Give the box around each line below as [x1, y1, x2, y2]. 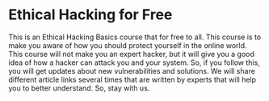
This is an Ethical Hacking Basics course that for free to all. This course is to [8, 32, 262, 42]
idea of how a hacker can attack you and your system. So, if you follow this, [8, 58, 260, 67]
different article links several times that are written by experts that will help [8, 75, 257, 84]
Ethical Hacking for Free [8, 6, 173, 24]
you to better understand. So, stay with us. [8, 83, 150, 93]
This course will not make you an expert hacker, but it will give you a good [8, 49, 254, 59]
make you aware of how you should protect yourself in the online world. [8, 40, 248, 50]
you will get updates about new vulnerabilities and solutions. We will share [8, 66, 256, 75]
